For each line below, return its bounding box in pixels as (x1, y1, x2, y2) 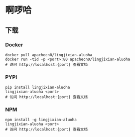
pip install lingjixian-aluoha (5, 85, 70, 90)
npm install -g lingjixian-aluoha (5, 118, 77, 123)
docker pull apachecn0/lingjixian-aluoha (5, 52, 93, 57)
